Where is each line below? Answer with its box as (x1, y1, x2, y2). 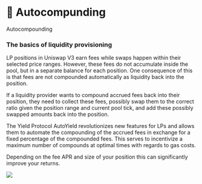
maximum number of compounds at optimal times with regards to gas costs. (6, 142, 197, 149)
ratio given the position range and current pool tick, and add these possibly (6, 104, 194, 112)
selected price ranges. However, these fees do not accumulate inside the (6, 60, 189, 68)
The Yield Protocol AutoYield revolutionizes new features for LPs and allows (6, 122, 195, 130)
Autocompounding (6, 25, 53, 33)
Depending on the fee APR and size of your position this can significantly (6, 153, 189, 160)
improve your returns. (6, 160, 60, 167)
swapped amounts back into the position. (6, 111, 109, 118)
